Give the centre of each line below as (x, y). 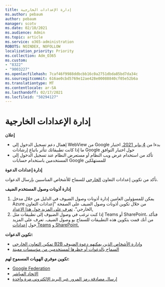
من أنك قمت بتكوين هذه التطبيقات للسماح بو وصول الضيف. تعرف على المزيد (83, 220)
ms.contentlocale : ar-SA (31, 88)
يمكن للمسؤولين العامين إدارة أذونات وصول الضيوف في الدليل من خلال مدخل (83, 199)
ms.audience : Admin (25, 33)
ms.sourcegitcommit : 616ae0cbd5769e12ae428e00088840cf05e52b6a (72, 79)
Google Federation (31, 268)
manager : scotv (21, 23)
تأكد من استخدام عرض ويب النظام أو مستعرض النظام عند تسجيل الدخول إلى (83, 155)
